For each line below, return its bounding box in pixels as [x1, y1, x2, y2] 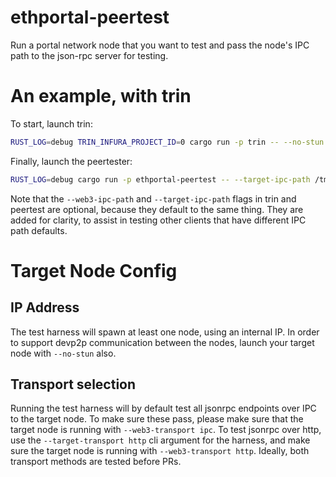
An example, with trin [10, 85, 192, 108]
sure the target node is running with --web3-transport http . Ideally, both [10, 445, 310, 457]
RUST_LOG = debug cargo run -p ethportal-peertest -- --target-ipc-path [10, 174, 311, 185]
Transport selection [10, 376, 137, 393]
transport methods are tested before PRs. [10, 456, 182, 468]
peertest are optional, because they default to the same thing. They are [10, 203, 304, 215]
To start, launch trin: [10, 117, 93, 130]
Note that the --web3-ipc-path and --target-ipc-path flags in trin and [10, 192, 297, 205]
